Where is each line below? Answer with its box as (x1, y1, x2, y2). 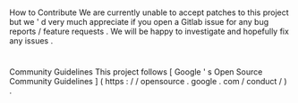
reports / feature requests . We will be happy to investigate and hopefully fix (9, 26, 289, 37)
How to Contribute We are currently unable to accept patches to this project (9, 7, 289, 18)
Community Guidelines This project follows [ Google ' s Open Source (9, 67, 263, 77)
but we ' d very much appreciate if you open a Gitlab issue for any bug (9, 17, 269, 28)
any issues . (9, 36, 54, 46)
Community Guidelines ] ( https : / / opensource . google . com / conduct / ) (9, 76, 288, 87)
